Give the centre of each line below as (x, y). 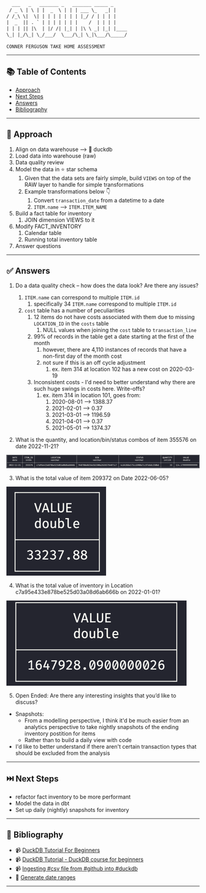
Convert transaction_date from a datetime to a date (99, 200)
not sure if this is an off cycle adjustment (94, 363)
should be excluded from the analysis (63, 753)
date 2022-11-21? (37, 446)
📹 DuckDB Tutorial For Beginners (57, 850)
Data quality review (40, 162)
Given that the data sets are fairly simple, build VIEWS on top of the (108, 178)
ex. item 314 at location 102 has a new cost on (110, 369)
